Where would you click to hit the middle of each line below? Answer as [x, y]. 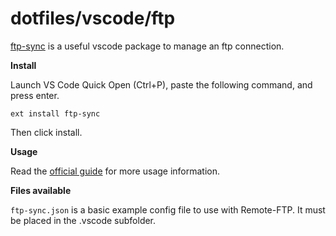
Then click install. [46, 132]
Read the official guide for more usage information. [115, 171]
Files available [41, 190]
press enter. [35, 95]
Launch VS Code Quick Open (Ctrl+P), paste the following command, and [161, 84]
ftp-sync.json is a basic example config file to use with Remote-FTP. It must [168, 209]
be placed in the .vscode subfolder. [83, 220]
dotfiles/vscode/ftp [93, 18]
